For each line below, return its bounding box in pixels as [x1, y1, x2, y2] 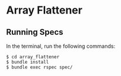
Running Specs [6, 27, 63, 37]
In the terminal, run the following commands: [6, 42, 116, 49]
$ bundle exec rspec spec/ [6, 64, 73, 70]
